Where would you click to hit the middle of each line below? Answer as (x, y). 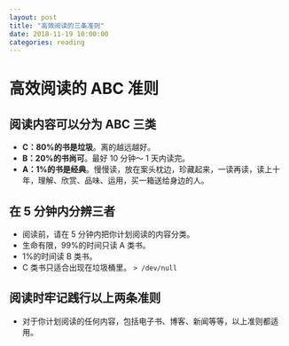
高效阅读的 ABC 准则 (84, 89)
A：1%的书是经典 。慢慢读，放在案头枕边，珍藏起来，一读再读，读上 (147, 169)
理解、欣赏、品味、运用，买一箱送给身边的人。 (123, 181)
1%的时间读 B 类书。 (59, 256)
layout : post (33, 17)
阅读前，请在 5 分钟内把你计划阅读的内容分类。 (108, 234)
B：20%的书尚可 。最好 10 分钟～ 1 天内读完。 (106, 158)
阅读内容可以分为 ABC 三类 (83, 124)
